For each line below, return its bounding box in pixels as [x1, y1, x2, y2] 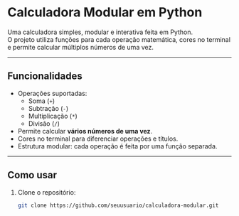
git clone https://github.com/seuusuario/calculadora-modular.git [17, 202, 219, 209]
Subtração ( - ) [28, 104, 69, 112]
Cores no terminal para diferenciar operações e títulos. [17, 134, 179, 143]
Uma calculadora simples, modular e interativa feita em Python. [7, 28, 193, 36]
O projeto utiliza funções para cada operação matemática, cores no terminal [7, 35, 231, 43]
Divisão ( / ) [28, 119, 60, 128]
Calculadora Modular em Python [7, 4, 203, 21]
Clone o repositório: [17, 188, 76, 196]
